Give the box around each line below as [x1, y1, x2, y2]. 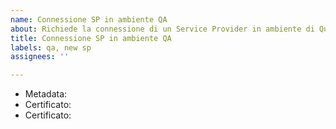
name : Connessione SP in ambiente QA [10, 14, 168, 25]
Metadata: [24, 88, 68, 100]
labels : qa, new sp [10, 42, 92, 53]
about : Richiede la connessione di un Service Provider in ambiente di [10, 24, 315, 34]
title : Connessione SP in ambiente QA [10, 33, 172, 43]
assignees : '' [10, 52, 70, 62]
